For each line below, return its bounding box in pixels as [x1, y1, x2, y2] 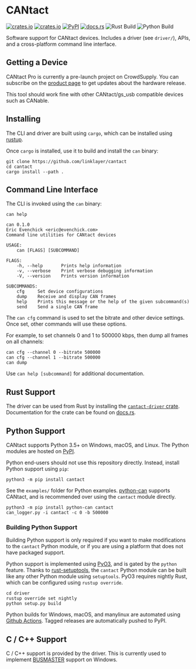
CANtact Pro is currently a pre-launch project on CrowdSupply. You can [6, 73, 179, 80]
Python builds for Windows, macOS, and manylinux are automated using [6, 611, 180, 618]
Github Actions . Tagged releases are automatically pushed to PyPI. [6, 617, 167, 624]
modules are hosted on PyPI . [6, 448, 75, 455]
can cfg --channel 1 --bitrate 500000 [6, 354, 101, 361]
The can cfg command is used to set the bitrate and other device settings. [6, 315, 185, 322]
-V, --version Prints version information [16, 273, 130, 279]
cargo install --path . [6, 168, 64, 175]
